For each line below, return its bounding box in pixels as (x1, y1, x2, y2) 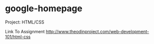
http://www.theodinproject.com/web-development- (45, 28, 149, 34)
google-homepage (5, 3, 83, 14)
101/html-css (5, 34, 31, 40)
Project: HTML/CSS (5, 19, 44, 25)
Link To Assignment (5, 28, 45, 34)
